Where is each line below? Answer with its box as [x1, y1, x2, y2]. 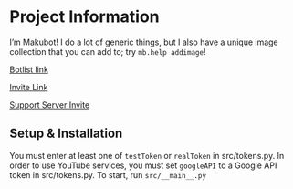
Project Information [9, 6, 160, 27]
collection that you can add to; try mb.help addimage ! [9, 46, 206, 57]
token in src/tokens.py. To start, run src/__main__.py [9, 169, 207, 180]
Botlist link [9, 64, 48, 75]
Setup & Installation [9, 126, 123, 142]
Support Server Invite [9, 99, 90, 110]
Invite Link [9, 81, 48, 92]
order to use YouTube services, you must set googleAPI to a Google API [9, 160, 277, 171]
